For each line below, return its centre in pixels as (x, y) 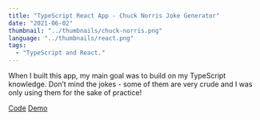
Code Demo (28, 108)
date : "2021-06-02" (41, 23)
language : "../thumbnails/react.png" (71, 38)
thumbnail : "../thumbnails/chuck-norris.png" (85, 30)
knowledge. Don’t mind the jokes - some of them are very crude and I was (130, 84)
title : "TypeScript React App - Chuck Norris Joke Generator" (114, 16)
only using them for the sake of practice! (75, 92)
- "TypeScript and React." (60, 53)
